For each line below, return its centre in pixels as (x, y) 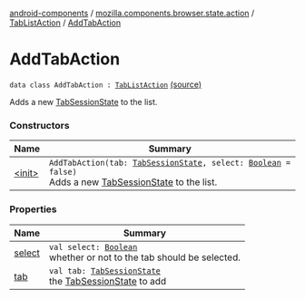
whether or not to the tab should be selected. (144, 257)
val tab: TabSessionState (105, 270)
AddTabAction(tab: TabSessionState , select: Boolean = (170, 163)
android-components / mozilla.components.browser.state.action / (132, 13)
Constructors (39, 125)
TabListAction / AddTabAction (65, 23)
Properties (33, 209)
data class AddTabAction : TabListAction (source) (106, 84)
